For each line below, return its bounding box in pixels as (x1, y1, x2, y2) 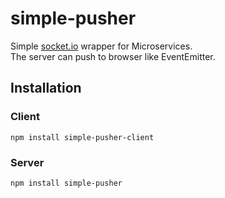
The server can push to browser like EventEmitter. (10, 50, 216, 62)
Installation (10, 80, 82, 97)
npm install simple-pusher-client (10, 132, 155, 142)
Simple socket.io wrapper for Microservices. (10, 40, 193, 52)
